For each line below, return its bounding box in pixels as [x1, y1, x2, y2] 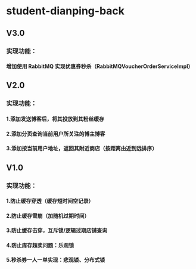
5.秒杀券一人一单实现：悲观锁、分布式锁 [6, 256, 105, 264]
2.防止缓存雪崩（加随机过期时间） [6, 212, 90, 219]
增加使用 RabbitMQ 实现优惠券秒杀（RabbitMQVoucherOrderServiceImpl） [6, 63, 194, 70]
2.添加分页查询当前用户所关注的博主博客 [6, 130, 105, 137]
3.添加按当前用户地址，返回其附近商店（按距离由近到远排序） [6, 145, 158, 152]
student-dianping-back [6, 4, 125, 18]
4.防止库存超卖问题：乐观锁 [6, 242, 74, 249]
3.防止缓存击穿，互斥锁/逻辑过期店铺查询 [6, 227, 107, 234]
